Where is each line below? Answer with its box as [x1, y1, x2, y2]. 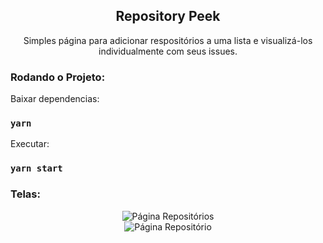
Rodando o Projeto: [10, 70, 106, 84]
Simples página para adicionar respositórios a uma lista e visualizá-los [23, 34, 313, 46]
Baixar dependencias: [10, 93, 100, 105]
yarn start [10, 163, 63, 174]
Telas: [10, 187, 41, 201]
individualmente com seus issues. [98, 45, 238, 57]
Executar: [10, 138, 50, 150]
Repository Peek [115, 8, 221, 25]
